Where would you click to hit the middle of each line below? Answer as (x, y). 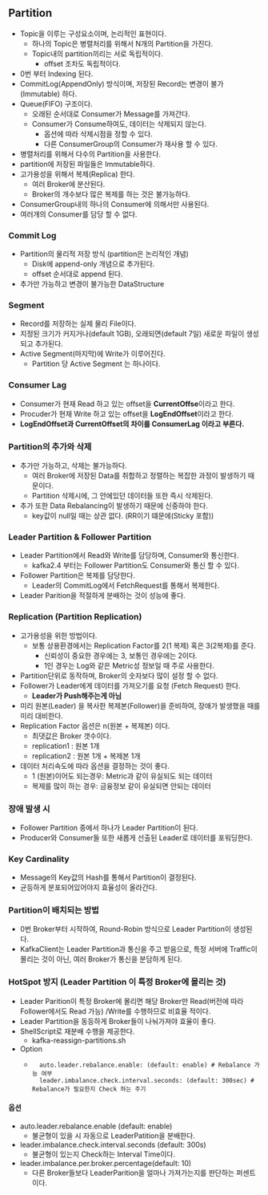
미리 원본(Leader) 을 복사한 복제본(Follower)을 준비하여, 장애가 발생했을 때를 (140, 705)
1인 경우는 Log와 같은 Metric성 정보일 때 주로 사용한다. (129, 665)
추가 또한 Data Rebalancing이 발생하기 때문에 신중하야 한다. (114, 506)
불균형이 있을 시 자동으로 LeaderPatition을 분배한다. (114, 1136)
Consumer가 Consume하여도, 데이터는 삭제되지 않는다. (119, 124)
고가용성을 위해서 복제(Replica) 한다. (77, 174)
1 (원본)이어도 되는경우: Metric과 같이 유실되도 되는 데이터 (122, 776)
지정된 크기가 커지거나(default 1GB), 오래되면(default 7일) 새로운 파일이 (132, 334)
